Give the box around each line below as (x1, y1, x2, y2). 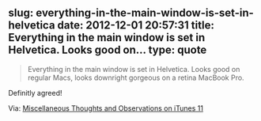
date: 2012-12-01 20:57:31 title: (57, 19, 215, 32)
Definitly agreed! (8, 88, 62, 97)
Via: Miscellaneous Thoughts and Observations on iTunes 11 (8, 103, 204, 113)
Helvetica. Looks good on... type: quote (8, 43, 207, 57)
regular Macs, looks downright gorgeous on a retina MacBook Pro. (27, 73, 244, 82)
